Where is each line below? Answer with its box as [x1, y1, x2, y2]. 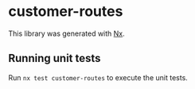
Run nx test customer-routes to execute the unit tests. [8, 72, 189, 82]
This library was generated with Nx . [8, 29, 125, 38]
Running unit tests [8, 52, 101, 65]
